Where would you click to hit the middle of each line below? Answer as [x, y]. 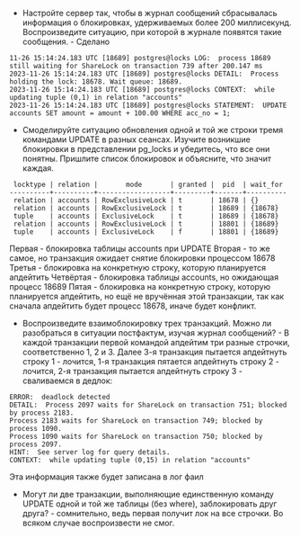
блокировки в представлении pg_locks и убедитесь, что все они [146, 149]
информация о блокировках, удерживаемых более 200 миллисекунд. [157, 22]
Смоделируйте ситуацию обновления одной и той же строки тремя [153, 130]
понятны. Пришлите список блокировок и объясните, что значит [147, 158]
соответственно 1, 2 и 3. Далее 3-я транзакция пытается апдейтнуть [154, 352]
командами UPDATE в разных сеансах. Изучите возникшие [137, 139]
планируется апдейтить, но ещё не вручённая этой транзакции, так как [147, 296]
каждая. [38, 168]
